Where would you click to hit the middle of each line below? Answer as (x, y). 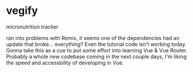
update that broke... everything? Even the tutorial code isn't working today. (96, 44)
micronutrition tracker (32, 27)
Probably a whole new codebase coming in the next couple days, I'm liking (96, 56)
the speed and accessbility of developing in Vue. (65, 63)
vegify (22, 11)
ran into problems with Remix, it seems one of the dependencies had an (93, 38)
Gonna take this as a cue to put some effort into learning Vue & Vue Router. (97, 50)
